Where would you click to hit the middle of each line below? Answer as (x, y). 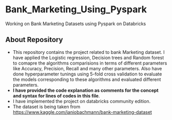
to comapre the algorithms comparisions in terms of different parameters (90, 63)
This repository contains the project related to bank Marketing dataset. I (89, 52)
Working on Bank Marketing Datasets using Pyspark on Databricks (76, 24)
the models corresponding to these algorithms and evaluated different (87, 79)
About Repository (34, 40)
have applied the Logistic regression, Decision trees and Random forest (88, 57)
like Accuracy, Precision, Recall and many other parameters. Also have (87, 68)
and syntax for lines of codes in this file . (56, 95)
